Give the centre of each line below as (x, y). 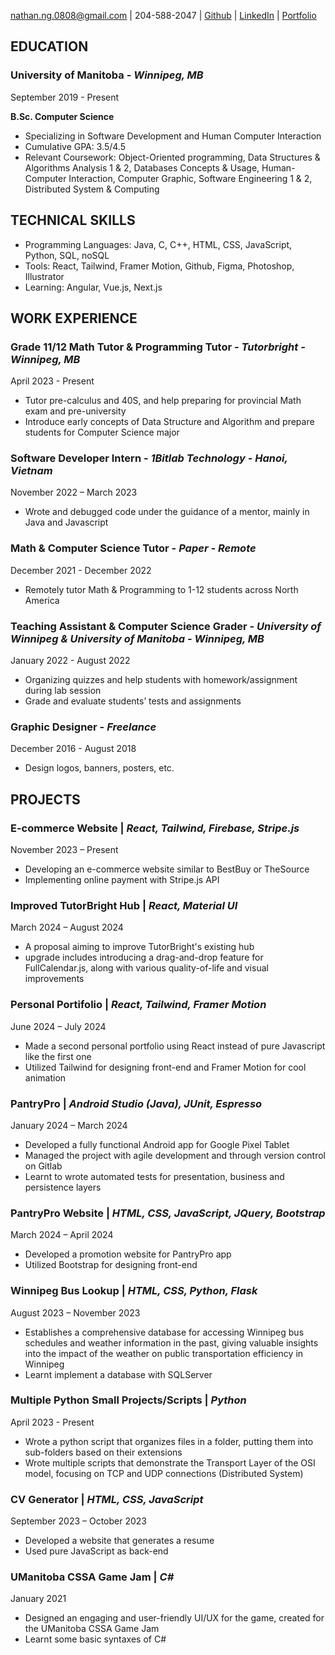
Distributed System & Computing (92, 189)
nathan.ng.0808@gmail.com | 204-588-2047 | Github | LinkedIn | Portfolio (163, 15)
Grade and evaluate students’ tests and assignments (133, 701)
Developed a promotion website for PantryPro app (128, 1254)
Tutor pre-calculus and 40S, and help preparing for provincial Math (163, 401)
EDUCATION (49, 46)
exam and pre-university (75, 411)
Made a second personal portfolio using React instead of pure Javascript (175, 1046)
